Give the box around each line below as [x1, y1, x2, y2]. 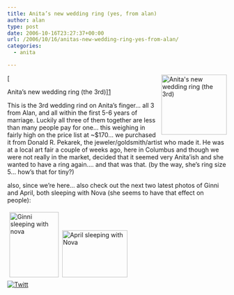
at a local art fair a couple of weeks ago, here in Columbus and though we [7, 145, 219, 154]
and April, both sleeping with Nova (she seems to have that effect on [7, 189, 204, 197]
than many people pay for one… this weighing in [7, 123, 146, 131]
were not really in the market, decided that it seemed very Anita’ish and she [7, 152, 224, 161]
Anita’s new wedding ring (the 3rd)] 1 [7, 88, 111, 96]
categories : [7, 42, 42, 49]
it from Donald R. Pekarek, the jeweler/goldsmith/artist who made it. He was [7, 138, 224, 146]
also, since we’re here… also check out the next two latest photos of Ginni [7, 181, 219, 189]
